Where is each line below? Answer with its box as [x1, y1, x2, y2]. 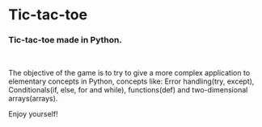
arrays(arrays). [8, 94, 58, 104]
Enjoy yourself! [8, 109, 58, 119]
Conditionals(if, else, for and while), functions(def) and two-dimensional [8, 85, 248, 95]
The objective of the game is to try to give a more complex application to [8, 68, 251, 78]
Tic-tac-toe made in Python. [8, 35, 123, 46]
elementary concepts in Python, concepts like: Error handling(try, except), [8, 76, 255, 86]
